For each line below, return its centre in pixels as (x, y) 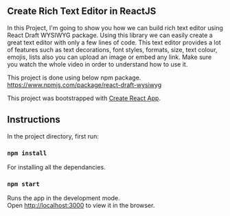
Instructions (34, 120)
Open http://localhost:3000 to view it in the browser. (81, 206)
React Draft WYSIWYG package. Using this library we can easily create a (110, 35)
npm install (27, 153)
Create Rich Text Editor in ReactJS (82, 11)
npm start (23, 184)
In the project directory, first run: (53, 136)
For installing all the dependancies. (56, 167)
